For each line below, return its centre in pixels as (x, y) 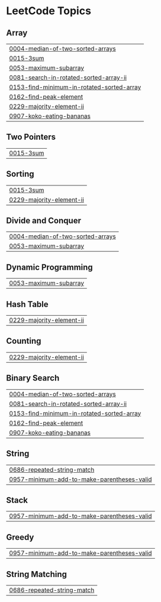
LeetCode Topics (49, 11)
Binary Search (33, 378)
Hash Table (27, 304)
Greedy (20, 537)
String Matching (36, 574)
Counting (24, 341)
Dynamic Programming (49, 267)
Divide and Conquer (44, 221)
